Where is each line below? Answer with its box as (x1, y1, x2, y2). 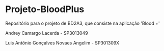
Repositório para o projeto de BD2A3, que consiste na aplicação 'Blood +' (5, 20, 160, 26)
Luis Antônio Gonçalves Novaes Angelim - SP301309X (5, 39, 120, 46)
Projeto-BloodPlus (5, 4, 85, 15)
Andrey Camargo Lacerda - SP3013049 (5, 30, 88, 36)
